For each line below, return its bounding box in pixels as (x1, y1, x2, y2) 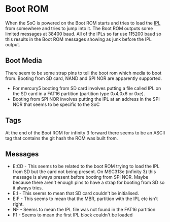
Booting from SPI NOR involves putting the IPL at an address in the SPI (12, 96, 160, 102)
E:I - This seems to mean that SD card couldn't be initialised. (12, 190, 139, 197)
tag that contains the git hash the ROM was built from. (5, 135, 118, 141)
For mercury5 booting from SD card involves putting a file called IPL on (12, 85, 161, 91)
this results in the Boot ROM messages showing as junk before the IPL (5, 36, 152, 42)
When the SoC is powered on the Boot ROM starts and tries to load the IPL (5, 20, 161, 26)
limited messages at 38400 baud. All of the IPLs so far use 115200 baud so (5, 31, 161, 37)
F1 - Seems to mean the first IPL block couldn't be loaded (12, 212, 133, 218)
